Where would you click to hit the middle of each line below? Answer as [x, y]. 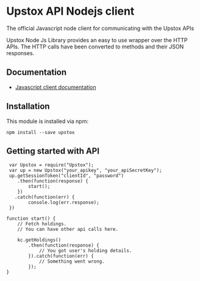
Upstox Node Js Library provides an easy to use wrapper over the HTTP [97, 40]
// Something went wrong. [72, 261]
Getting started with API [53, 151]
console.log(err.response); [64, 203]
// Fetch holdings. [42, 224]
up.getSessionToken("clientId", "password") [66, 176]
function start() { [31, 219]
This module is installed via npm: [47, 121]
